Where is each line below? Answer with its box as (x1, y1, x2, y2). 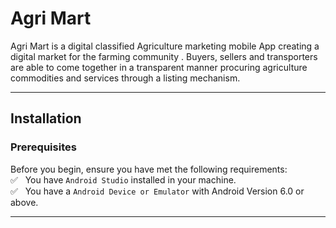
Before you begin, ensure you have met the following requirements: (10, 163, 288, 175)
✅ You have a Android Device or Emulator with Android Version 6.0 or (10, 185, 305, 197)
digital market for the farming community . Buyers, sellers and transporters (10, 50, 318, 62)
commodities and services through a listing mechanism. (10, 72, 241, 84)
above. (10, 196, 39, 208)
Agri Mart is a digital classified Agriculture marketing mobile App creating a (10, 40, 320, 52)
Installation (10, 110, 82, 127)
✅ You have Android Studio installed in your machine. (10, 173, 237, 186)
